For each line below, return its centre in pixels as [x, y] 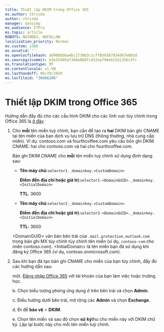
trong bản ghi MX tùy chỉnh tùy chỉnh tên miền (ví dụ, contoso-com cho [83, 241]
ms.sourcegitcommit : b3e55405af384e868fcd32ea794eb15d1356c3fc [71, 60]
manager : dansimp [23, 23]
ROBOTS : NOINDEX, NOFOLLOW [33, 37]
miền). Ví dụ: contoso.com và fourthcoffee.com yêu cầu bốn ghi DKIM [83, 141]
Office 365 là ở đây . [25, 121]
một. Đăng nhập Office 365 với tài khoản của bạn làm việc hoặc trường [84, 276]
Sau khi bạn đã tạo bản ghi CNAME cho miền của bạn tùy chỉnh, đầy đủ [84, 261]
